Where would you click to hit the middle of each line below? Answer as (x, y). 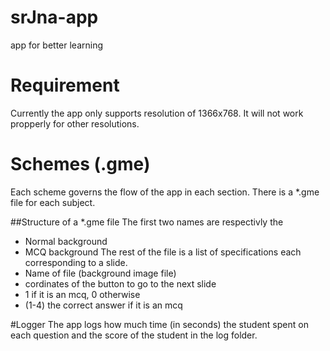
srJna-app (54, 17)
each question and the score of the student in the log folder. (134, 335)
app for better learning (57, 45)
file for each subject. (53, 202)
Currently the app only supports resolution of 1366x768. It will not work (157, 113)
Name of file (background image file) (100, 273)
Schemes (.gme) (80, 164)
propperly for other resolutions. (75, 123)
